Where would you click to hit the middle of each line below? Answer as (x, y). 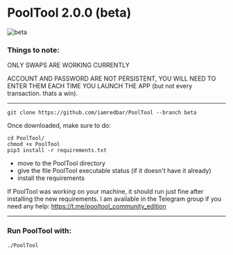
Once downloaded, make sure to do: (59, 126)
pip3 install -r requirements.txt (57, 151)
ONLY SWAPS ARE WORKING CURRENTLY (68, 65)
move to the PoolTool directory (61, 163)
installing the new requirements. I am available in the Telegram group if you (114, 199)
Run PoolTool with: (39, 231)
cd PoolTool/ (26, 138)
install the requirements (51, 178)
